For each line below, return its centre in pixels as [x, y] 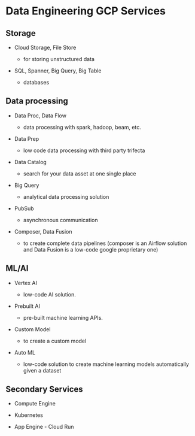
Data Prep [27, 138]
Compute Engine [35, 404]
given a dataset [42, 370]
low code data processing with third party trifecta [84, 150]
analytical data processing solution [66, 196]
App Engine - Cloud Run [44, 427]
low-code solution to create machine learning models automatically [106, 364]
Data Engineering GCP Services [86, 11]
